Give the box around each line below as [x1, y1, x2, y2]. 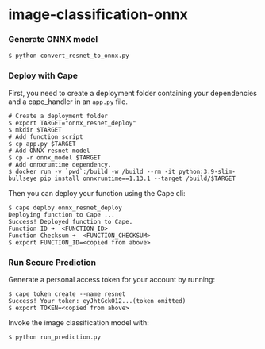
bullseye [8, 174, 37, 182]
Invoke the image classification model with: [8, 318, 149, 328]
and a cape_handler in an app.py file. [8, 97, 129, 106]
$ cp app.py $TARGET [8, 140, 77, 148]
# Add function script [8, 132, 83, 140]
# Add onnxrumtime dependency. [8, 160, 112, 168]
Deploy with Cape [8, 70, 78, 81]
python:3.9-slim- [178, 167, 236, 175]
